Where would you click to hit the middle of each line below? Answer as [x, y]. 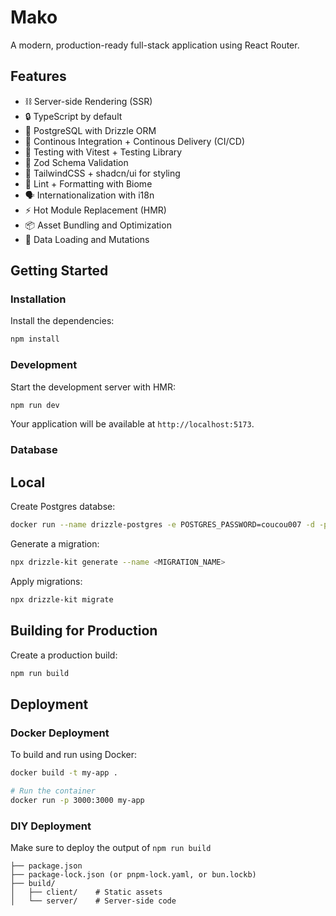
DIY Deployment [51, 826]
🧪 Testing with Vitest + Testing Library [103, 152]
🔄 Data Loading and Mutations [87, 239]
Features [38, 76]
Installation [38, 299]
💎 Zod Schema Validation [76, 162]
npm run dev [35, 405]
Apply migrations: [46, 581]
